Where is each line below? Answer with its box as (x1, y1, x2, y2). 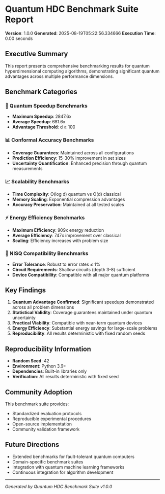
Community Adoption (5, 388, 73, 396)
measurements (12, 165, 43, 171)
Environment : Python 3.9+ (12, 363, 67, 369)
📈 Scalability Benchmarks (5, 178, 70, 185)
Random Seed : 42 (12, 358, 50, 364)
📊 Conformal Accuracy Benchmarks (5, 137, 94, 143)
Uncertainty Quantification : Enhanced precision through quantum (12, 160, 147, 166)
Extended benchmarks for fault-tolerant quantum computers (12, 454, 135, 459)
